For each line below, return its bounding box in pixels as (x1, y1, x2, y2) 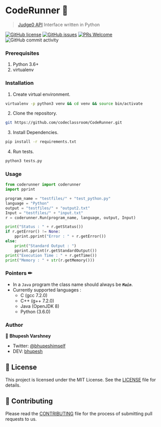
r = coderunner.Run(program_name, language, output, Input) (5, 215, 136, 220)
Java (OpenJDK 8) (20, 303, 60, 309)
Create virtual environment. (12, 91, 71, 97)
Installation (5, 79, 34, 86)
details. (5, 382, 21, 388)
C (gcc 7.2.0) (20, 292, 48, 298)
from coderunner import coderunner (5, 182, 81, 187)
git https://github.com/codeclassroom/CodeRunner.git (5, 120, 123, 125)
